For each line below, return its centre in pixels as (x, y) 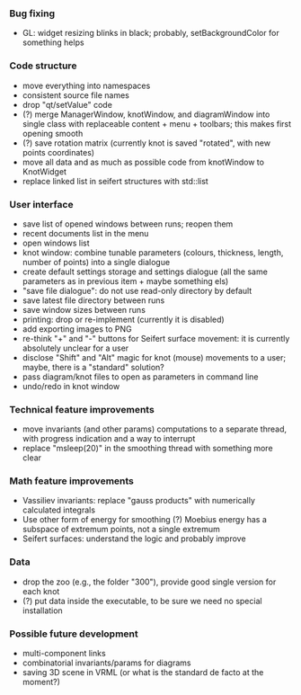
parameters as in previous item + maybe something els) (125, 281)
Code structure (43, 66)
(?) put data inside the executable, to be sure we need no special (142, 601)
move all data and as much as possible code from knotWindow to (143, 162)
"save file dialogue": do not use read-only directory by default (137, 290)
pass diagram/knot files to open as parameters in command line (140, 377)
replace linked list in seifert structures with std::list (115, 181)
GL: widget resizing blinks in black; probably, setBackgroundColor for (151, 33)
